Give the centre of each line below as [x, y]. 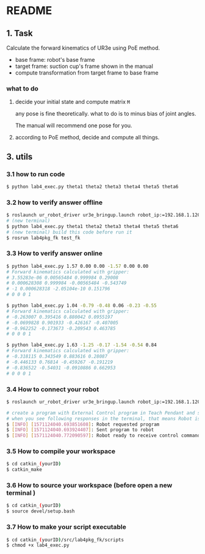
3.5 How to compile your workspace [61, 451]
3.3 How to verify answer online [54, 253]
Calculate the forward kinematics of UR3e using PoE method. [83, 48]
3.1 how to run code [36, 174]
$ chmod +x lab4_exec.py [38, 545]
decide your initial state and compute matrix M [72, 102]
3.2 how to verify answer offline [55, 202]
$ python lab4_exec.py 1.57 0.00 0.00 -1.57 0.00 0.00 [77, 266]
